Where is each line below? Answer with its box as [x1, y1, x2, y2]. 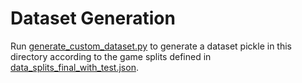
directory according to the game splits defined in [10, 50, 212, 62]
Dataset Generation [10, 7, 176, 30]
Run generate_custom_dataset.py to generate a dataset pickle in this [10, 40, 292, 52]
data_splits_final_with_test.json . [10, 61, 139, 73]
